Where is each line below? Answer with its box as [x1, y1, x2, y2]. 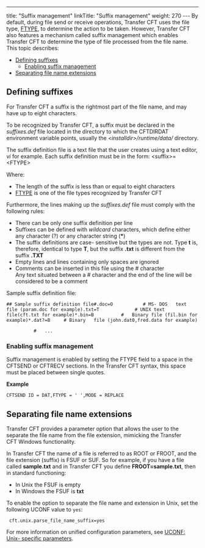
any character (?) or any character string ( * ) [15, 232, 126, 240]
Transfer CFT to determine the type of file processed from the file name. [6, 38, 189, 45]
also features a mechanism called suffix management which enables [6, 32, 179, 38]
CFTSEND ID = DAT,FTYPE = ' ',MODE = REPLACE [6, 393, 124, 399]
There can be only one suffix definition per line [15, 219, 133, 226]
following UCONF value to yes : [6, 505, 83, 513]
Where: [6, 171, 25, 178]
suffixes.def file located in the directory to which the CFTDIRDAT [6, 127, 169, 135]
